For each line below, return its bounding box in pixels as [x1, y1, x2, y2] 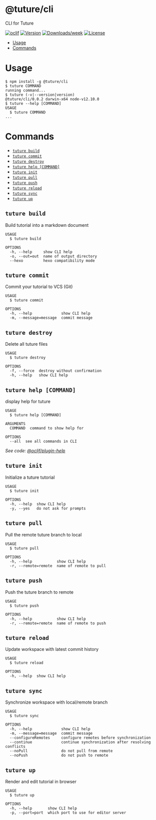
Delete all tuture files [5, 341, 48, 347]
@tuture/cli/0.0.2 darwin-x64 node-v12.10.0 [5, 96, 99, 101]
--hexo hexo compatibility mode [9, 258, 95, 263]
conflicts [5, 744, 26, 749]
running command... [5, 88, 46, 93]
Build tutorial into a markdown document [5, 222, 89, 228]
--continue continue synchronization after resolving [9, 740, 151, 745]
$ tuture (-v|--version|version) [5, 92, 75, 97]
